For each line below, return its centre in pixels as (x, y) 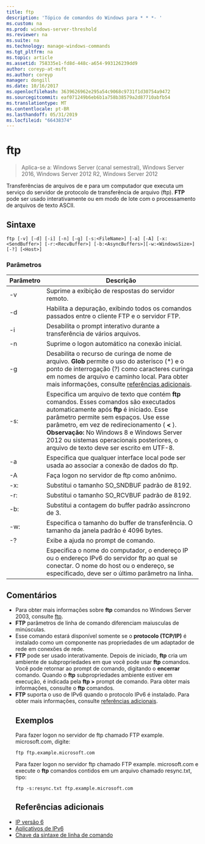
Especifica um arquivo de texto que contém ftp (113, 394)
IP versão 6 (29, 822)
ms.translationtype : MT (37, 103)
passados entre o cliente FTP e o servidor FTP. (113, 316)
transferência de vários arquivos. (93, 334)
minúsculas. (30, 630)
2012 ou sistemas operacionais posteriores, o (112, 440)
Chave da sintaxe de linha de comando (64, 835)
